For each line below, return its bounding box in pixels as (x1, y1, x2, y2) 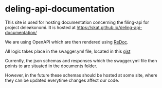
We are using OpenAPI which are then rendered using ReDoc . (5, 39, 128, 44)
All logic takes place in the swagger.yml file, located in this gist (5, 48, 130, 54)
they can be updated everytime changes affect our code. (5, 77, 119, 83)
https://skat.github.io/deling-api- (76, 24, 143, 30)
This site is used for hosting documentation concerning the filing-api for (5, 19, 149, 25)
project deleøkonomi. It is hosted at (5, 24, 76, 30)
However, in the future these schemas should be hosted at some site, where (5, 72, 158, 78)
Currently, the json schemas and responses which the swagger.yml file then (5, 58, 157, 63)
